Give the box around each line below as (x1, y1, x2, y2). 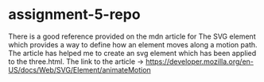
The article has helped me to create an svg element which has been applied (8, 48, 257, 58)
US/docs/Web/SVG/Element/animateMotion (8, 65, 151, 74)
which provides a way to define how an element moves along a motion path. (8, 39, 258, 49)
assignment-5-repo (8, 6, 141, 24)
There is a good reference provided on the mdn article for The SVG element (8, 32, 256, 41)
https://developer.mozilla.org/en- (146, 57, 254, 66)
